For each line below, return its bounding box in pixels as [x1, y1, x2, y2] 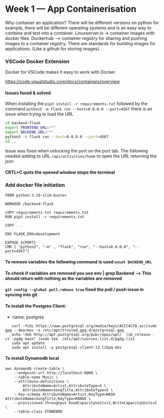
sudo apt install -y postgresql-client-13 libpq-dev [11, 345, 122, 350]
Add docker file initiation [5, 182, 65, 188]
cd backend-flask [5, 121, 41, 126]
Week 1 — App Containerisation [5, 3, 137, 15]
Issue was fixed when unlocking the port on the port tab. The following [5, 148, 148, 154]
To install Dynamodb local [5, 355, 59, 361]
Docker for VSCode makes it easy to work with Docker [5, 69, 115, 75]
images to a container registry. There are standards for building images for [5, 40, 156, 46]
